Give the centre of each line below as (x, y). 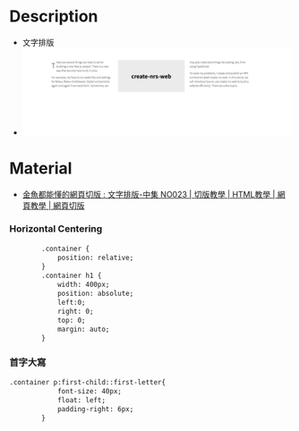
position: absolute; (95, 293)
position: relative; (95, 258)
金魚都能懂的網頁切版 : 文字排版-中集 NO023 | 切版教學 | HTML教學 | (149, 194)
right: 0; (75, 311)
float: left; (81, 401)
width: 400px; (83, 284)
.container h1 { (72, 275)
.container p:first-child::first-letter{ (88, 383)
